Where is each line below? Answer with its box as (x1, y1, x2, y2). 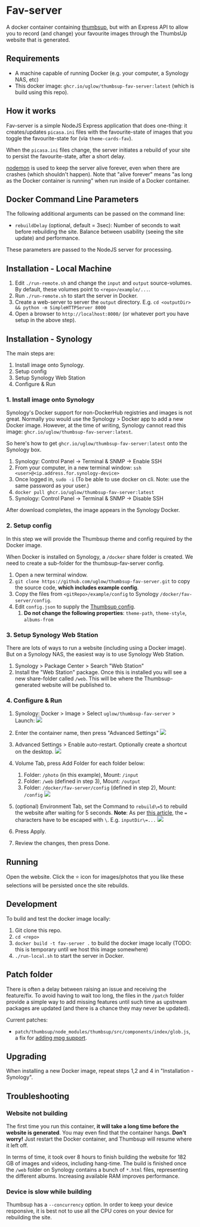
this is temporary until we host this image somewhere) (14, 945, 148, 953)
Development (6, 899, 58, 909)
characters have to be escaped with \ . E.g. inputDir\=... (14, 816, 156, 824)
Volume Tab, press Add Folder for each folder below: (14, 759, 145, 767)
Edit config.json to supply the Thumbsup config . (14, 603, 136, 610)
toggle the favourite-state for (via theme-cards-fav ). (6, 134, 133, 141)
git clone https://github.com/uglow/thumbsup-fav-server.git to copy (14, 577, 190, 584)
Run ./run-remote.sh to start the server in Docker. (14, 292, 139, 300)
